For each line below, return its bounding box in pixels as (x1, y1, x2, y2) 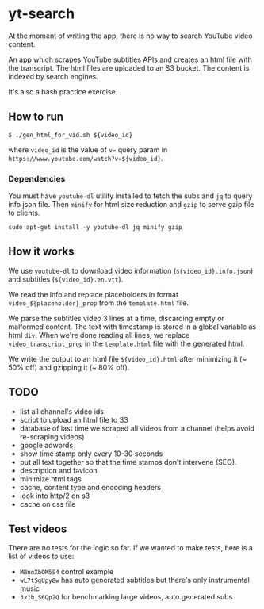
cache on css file (19, 499, 76, 508)
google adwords (19, 440, 74, 450)
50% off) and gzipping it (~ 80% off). (8, 362, 130, 372)
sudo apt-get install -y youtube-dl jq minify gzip (8, 224, 182, 232)
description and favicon (19, 465, 98, 475)
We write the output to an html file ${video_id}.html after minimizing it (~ (8, 354, 247, 363)
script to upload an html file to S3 (19, 415, 128, 424)
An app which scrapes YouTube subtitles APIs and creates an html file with (8, 55, 252, 64)
